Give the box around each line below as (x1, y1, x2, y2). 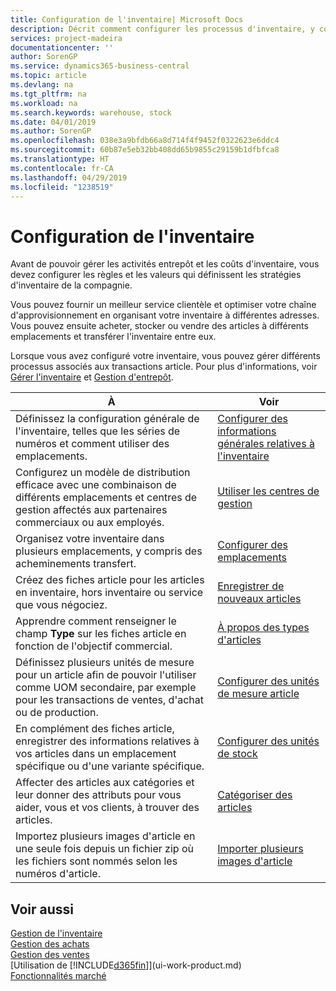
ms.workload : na (10, 98, 78, 108)
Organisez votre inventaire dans (15, 532, 165, 546)
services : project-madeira (10, 33, 123, 43)
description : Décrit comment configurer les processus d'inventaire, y (10, 24, 315, 34)
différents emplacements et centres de (15, 491, 198, 505)
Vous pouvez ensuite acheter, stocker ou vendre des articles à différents (10, 320, 309, 332)
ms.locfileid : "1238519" (10, 182, 114, 192)
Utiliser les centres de (217, 484, 320, 498)
